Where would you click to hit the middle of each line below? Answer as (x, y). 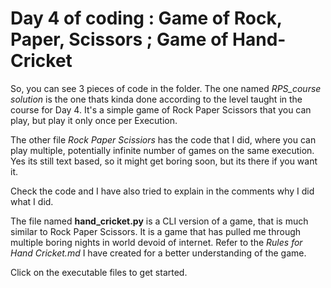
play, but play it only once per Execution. (94, 120)
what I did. (32, 201)
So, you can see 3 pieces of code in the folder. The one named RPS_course (166, 88)
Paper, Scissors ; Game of (119, 39)
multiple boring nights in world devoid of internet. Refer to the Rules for (156, 242)
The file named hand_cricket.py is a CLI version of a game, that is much (159, 221)
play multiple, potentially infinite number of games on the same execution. (162, 150)
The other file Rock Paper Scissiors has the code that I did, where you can (163, 139)
